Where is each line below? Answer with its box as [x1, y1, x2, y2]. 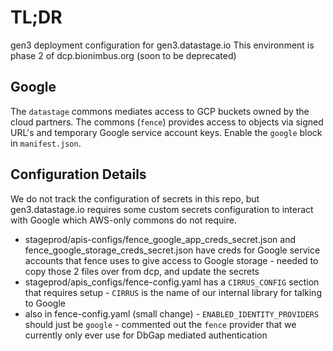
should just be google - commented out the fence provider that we [24, 318, 297, 330]
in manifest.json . [10, 137, 82, 149]
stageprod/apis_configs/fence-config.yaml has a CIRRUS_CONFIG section [24, 276, 320, 288]
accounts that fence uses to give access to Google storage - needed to [24, 254, 319, 266]
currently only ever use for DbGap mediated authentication [24, 329, 268, 341]
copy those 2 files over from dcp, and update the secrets [24, 265, 260, 277]
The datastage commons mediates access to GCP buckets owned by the [10, 105, 310, 117]
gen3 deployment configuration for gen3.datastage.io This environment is [10, 39, 315, 51]
